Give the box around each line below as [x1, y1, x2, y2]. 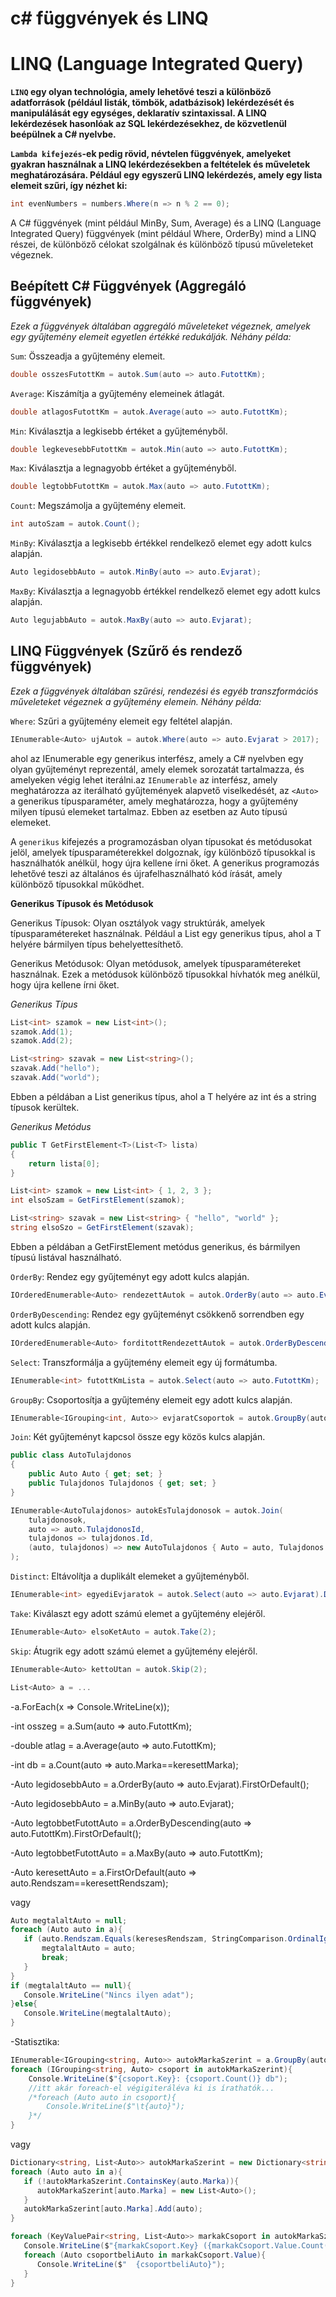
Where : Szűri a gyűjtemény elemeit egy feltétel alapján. [10, 715, 233, 727]
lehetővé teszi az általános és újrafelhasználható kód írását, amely [10, 867, 283, 879]
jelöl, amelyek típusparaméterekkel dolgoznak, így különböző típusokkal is [10, 846, 316, 858]
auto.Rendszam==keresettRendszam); [10, 1877, 169, 1889]
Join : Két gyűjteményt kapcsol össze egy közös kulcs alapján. [10, 1431, 266, 1443]
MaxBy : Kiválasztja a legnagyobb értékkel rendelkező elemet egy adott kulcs [10, 585, 321, 597]
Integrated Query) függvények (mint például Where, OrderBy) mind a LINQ [10, 228, 317, 239]
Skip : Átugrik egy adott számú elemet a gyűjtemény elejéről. [10, 1645, 258, 1657]
